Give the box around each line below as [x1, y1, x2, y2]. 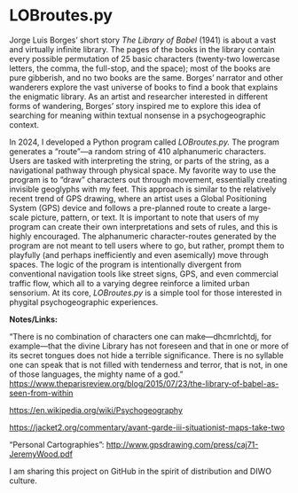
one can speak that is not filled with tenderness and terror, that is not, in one [9, 359, 288, 370]
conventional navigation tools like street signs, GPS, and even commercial [9, 268, 279, 279]
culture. [9, 475, 37, 486]
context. [9, 119, 40, 129]
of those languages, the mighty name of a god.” [9, 369, 184, 380]
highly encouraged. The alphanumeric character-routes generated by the [9, 231, 277, 241]
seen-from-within [9, 387, 74, 398]
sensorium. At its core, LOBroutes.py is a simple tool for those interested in [9, 287, 282, 298]
